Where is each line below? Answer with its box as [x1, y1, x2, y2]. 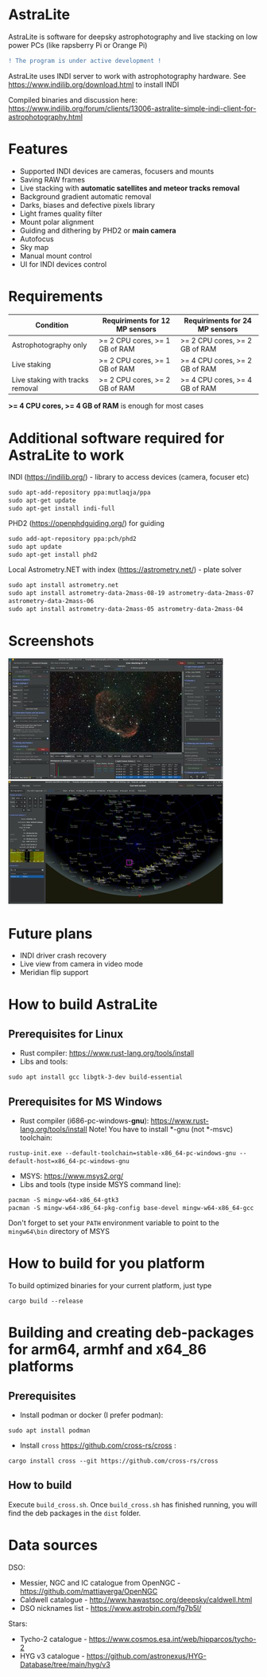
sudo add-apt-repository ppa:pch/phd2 [8, 535, 137, 543]
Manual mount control [19, 251, 92, 261]
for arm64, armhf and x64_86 [8, 1341, 207, 1359]
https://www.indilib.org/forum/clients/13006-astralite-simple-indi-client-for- [8, 104, 257, 113]
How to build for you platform [8, 1255, 205, 1272]
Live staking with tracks [11, 374, 89, 384]
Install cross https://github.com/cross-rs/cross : [19, 1440, 176, 1450]
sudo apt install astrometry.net [8, 582, 119, 590]
